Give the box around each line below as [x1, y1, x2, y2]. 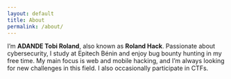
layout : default [7, 10, 54, 17]
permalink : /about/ [7, 23, 64, 30]
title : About [7, 17, 45, 24]
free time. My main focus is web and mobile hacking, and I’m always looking [7, 57, 225, 65]
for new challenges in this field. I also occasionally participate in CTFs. [7, 64, 209, 73]
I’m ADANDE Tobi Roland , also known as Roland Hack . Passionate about [7, 42, 216, 51]
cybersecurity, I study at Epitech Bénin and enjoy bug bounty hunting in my [7, 49, 222, 58]
